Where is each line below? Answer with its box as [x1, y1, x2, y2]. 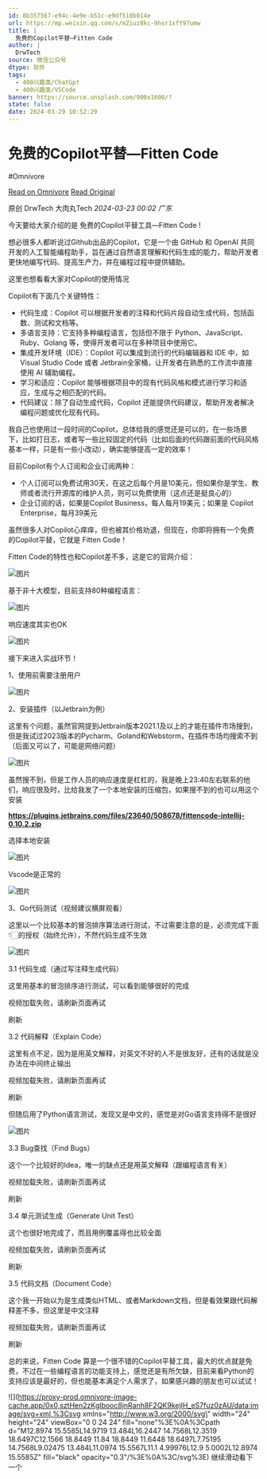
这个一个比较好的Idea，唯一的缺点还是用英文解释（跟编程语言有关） [8, 1160, 232, 1169]
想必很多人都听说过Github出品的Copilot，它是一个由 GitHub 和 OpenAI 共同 [8, 237, 255, 247]
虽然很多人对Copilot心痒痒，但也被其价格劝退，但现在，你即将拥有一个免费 [8, 525, 254, 534]
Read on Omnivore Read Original [8, 186, 115, 196]
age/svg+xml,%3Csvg [8, 1409, 81, 1418]
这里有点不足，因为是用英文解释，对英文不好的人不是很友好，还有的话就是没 [8, 1048, 259, 1058]
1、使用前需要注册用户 [8, 670, 81, 679]
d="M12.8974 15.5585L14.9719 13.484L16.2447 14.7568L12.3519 [8, 1426, 217, 1435]
